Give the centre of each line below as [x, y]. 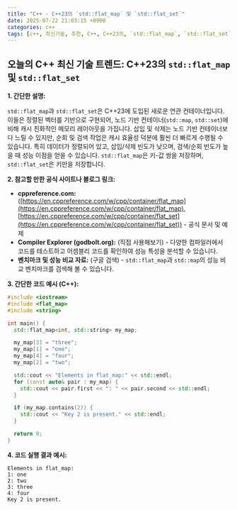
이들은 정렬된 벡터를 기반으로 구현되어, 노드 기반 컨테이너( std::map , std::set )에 [118, 120]
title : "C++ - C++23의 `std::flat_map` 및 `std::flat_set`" [96, 14]
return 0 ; [28, 434]
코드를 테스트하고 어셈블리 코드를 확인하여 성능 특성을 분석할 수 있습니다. [117, 251]
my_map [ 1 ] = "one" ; [42, 349]
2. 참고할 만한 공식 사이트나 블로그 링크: [61, 179]
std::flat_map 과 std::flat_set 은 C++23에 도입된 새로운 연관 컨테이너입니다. [116, 111]
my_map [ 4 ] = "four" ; [44, 356]
